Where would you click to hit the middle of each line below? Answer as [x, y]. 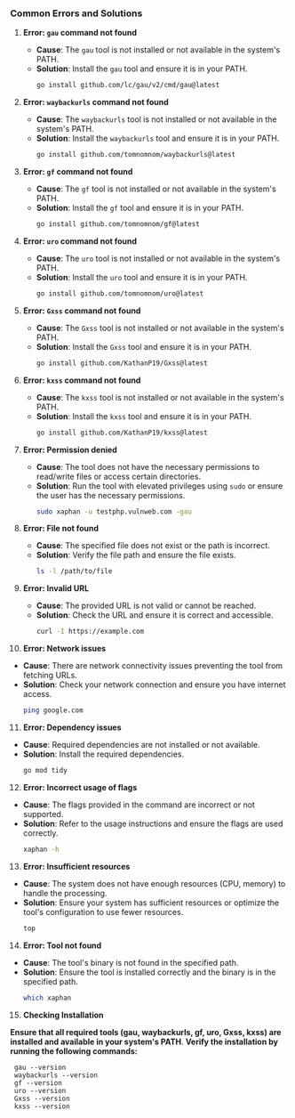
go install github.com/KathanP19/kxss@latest [122, 433]
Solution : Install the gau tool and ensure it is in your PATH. [142, 69]
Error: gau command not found [80, 33]
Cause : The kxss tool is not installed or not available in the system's [160, 397]
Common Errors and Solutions [76, 13]
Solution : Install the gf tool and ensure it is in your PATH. [140, 208]
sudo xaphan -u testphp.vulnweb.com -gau [114, 511]
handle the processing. [65, 893]
